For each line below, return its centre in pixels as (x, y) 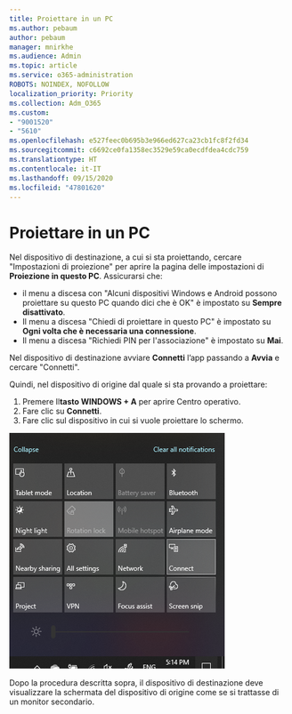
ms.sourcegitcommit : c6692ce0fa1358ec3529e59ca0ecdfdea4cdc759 (129, 150)
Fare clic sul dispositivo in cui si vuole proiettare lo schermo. (133, 421)
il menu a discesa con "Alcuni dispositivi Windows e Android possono (150, 293)
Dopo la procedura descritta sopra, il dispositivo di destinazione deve (137, 683)
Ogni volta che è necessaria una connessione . (109, 331)
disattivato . (44, 312)
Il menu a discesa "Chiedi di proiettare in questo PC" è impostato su (146, 322)
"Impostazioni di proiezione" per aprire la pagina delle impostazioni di (137, 267)
